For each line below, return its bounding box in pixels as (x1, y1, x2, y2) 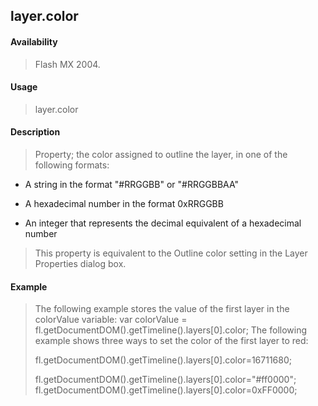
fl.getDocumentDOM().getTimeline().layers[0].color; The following (34, 324, 308, 336)
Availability (10, 35, 58, 48)
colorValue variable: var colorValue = (34, 314, 188, 326)
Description (10, 126, 61, 138)
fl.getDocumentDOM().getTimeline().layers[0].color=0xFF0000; (34, 384, 298, 396)
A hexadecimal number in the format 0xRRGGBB (24, 198, 224, 209)
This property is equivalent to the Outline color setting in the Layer (34, 247, 308, 259)
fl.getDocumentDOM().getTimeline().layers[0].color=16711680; (34, 354, 292, 366)
